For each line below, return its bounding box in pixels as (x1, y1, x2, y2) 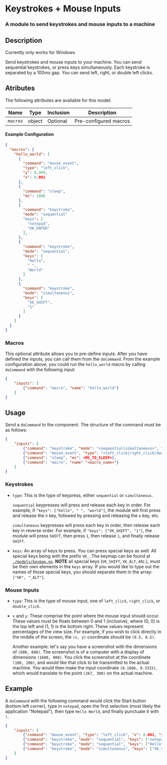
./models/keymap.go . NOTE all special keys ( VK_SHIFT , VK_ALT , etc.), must (12, 558, 161, 564)
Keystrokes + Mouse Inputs (5, 3, 121, 14)
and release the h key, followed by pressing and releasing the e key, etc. (12, 512, 160, 518)
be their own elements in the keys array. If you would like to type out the (12, 563, 160, 569)
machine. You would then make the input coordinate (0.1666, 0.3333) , (12, 664, 158, 670)
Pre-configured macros (74, 118, 130, 125)
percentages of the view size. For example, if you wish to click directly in (12, 629, 162, 635)
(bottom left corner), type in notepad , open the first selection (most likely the (5, 703, 161, 709)
